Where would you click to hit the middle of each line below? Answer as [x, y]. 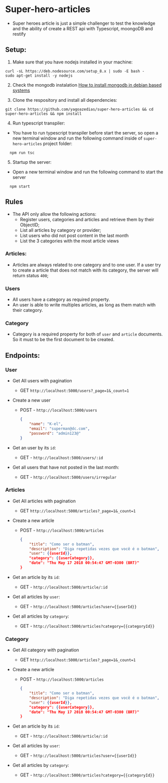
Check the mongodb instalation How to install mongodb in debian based [87, 85]
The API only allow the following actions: [54, 214]
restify [19, 34]
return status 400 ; [30, 275]
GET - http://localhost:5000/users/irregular [68, 477]
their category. [28, 310]
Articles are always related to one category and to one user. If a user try [87, 265]
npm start [20, 186]
